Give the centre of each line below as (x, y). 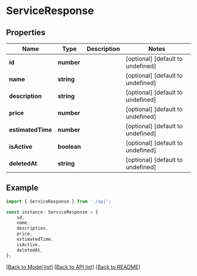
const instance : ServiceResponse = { (52, 212)
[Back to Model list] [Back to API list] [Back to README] (73, 267)
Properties (26, 33)
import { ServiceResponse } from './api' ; (59, 201)
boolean (69, 146)
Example (22, 188)
